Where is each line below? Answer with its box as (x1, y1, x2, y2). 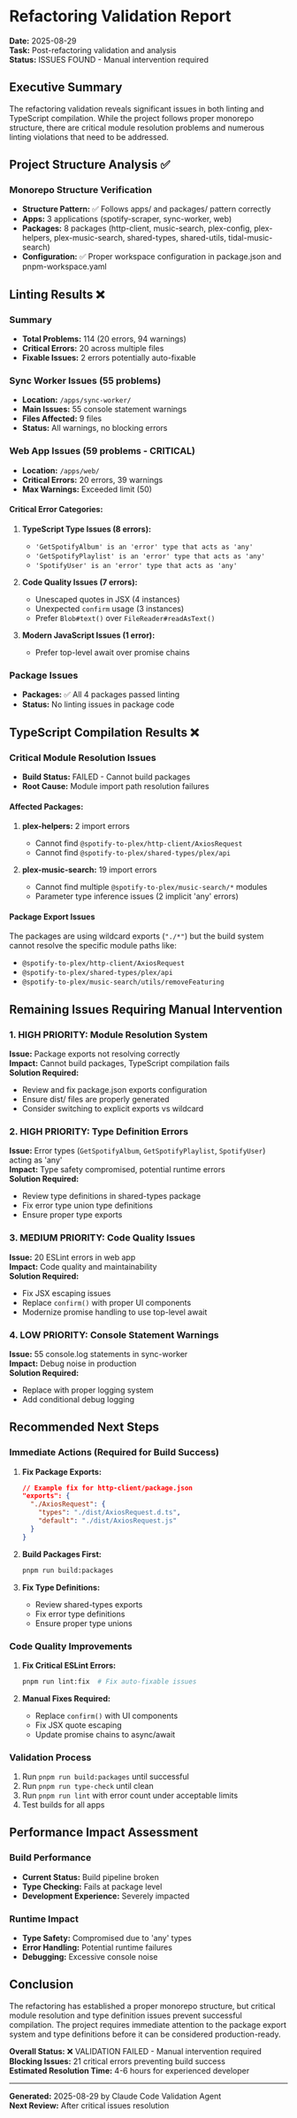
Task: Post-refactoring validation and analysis (9, 44, 177, 55)
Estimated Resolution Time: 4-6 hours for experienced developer (9, 2065, 250, 2076)
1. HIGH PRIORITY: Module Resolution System (9, 1028, 208, 1040)
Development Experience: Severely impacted (21, 1891, 190, 1901)
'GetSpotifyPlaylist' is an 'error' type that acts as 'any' (34, 551, 265, 561)
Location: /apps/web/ (21, 464, 100, 475)
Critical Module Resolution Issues (9, 751, 156, 764)
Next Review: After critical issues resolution (9, 2099, 170, 2111)
